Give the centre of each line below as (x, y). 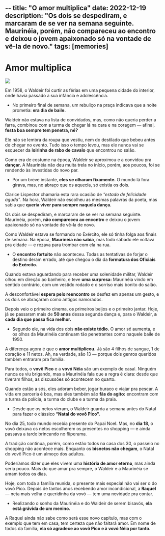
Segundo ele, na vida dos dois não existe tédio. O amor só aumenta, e (84, 329)
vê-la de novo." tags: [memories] (57, 46)
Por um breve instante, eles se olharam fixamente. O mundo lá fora (81, 180)
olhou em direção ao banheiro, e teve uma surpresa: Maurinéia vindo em (79, 280)
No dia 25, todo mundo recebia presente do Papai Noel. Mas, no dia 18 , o (79, 423)
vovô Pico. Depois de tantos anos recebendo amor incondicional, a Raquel (81, 489)
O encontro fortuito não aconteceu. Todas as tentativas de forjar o (80, 254)
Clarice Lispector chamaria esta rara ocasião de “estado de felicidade (76, 195)
